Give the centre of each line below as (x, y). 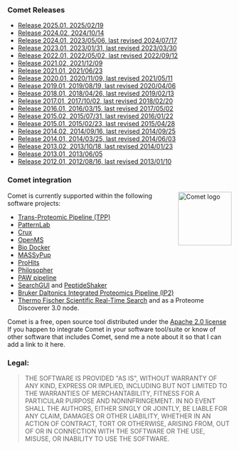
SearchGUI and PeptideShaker (62, 285)
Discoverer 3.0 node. (48, 308)
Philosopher (35, 270)
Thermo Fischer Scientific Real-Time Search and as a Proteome (111, 300)
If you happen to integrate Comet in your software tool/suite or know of (112, 329)
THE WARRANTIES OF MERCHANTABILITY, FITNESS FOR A (112, 393)
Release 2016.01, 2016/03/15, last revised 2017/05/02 (96, 109)
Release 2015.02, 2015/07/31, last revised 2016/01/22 (95, 116)
